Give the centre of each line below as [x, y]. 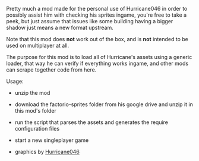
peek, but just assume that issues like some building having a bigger [90, 21]
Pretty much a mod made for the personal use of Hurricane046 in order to [97, 9]
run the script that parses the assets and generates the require [91, 122]
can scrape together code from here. [51, 70]
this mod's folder [35, 111]
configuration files [37, 129]
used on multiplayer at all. [38, 45]
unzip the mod [32, 93]
